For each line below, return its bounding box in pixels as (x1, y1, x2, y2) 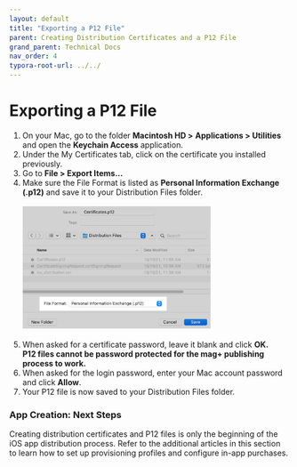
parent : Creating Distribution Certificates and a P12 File (9, 33, 237, 42)
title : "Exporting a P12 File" (9, 23, 125, 33)
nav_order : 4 (9, 52, 58, 61)
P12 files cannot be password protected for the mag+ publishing (21, 348, 265, 359)
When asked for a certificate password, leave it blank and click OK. (21, 339, 269, 350)
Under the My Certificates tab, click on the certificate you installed (21, 149, 267, 159)
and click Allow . (21, 376, 82, 387)
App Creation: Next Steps (9, 408, 122, 421)
